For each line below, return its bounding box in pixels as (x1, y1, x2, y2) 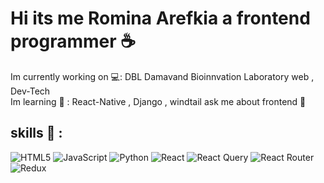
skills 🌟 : (10, 125, 63, 142)
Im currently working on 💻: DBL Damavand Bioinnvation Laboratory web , (10, 70, 315, 82)
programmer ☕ (10, 30, 137, 53)
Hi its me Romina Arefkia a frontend (10, 7, 311, 30)
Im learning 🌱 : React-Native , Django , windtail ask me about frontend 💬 (10, 95, 307, 107)
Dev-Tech (10, 85, 51, 97)
